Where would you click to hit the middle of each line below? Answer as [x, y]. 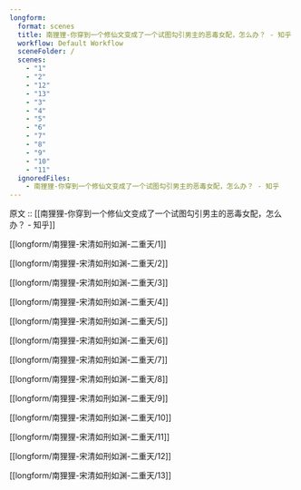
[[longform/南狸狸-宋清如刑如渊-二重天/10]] [91, 417]
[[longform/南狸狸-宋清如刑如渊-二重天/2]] [89, 263]
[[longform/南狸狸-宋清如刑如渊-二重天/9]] [89, 398]
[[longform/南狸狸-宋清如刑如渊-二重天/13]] [91, 475]
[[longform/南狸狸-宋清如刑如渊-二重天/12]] [91, 456]
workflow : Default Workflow [71, 43]
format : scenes [46, 26]
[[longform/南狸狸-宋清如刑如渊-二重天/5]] [89, 321]
